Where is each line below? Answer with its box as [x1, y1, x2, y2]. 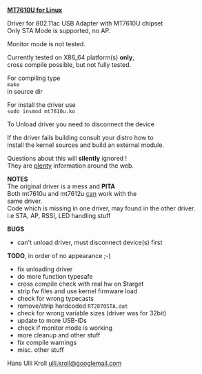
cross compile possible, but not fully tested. [7, 61, 132, 68]
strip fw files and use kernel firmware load [17, 287, 138, 295]
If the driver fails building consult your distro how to [7, 134, 154, 141]
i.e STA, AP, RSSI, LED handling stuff [7, 212, 111, 219]
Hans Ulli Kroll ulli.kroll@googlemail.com [7, 359, 122, 367]
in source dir [7, 88, 43, 95]
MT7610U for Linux [7, 6, 63, 14]
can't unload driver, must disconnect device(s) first [17, 238, 163, 246]
